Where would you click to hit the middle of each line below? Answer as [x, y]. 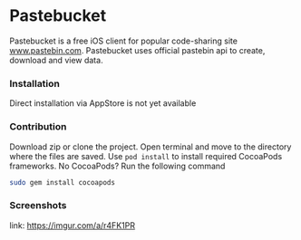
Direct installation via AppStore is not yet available [103, 103]
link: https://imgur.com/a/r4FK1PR [73, 225]
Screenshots [38, 206]
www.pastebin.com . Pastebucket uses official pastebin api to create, [137, 50]
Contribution [38, 127]
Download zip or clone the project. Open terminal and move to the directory [150, 147]
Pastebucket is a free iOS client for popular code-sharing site [124, 41]
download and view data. [56, 60]
